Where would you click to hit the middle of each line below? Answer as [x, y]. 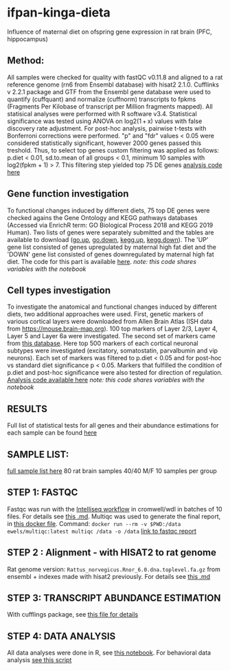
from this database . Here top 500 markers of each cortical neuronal [103, 343]
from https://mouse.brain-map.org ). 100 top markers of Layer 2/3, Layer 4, [112, 329]
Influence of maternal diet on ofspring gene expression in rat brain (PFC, [110, 32]
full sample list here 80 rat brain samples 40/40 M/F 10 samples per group [112, 471]
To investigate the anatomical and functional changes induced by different [112, 307]
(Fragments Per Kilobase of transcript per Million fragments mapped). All [110, 106]
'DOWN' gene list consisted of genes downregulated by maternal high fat [111, 254]
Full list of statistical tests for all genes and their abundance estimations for [113, 426]
